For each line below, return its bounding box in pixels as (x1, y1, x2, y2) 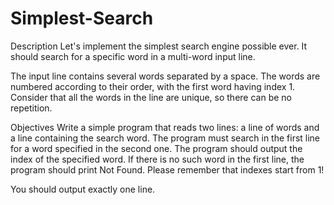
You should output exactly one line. (10, 183, 156, 195)
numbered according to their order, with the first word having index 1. (10, 80, 296, 92)
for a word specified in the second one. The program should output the (10, 142, 303, 154)
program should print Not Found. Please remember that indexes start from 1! (10, 163, 325, 176)
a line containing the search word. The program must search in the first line (10, 132, 321, 144)
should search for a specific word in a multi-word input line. (10, 50, 256, 62)
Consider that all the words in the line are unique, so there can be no (10, 91, 292, 103)
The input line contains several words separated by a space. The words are (10, 70, 321, 82)
